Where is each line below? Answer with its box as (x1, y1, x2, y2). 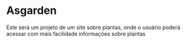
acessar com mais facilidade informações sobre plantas (6, 30, 146, 37)
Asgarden (6, 4, 57, 18)
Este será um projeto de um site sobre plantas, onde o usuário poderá (6, 24, 181, 31)
